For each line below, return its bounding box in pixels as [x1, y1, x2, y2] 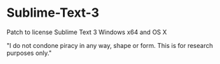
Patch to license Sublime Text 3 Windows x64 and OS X [6, 28, 167, 36]
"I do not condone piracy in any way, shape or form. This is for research [6, 41, 214, 49]
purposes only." [6, 49, 52, 57]
